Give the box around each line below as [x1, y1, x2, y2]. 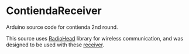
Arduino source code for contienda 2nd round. [6, 23, 118, 31]
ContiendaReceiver [6, 4, 102, 18]
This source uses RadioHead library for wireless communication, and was [6, 35, 183, 42]
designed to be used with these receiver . [6, 41, 104, 48]
